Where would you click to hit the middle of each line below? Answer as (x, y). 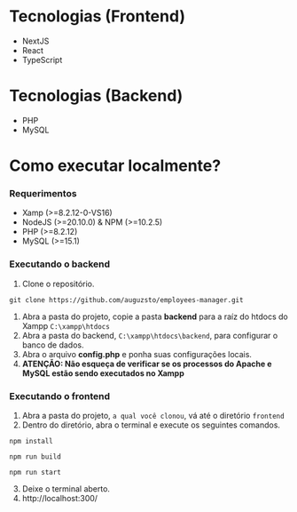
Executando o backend (60, 264)
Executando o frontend (60, 396)
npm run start (35, 472)
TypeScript (42, 60)
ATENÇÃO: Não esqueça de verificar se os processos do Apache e (147, 364)
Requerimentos (43, 193)
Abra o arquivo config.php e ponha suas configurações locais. (137, 354)
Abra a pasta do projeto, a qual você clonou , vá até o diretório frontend (153, 415)
